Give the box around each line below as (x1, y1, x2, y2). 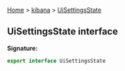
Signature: (7, 44, 38, 52)
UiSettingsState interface (7, 26, 118, 37)
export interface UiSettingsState (7, 57, 106, 64)
